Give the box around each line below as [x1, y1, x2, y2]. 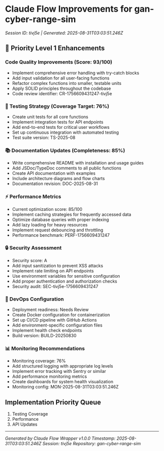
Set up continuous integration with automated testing [12, 129, 119, 135]
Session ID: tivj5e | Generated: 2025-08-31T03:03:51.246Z [5, 30, 123, 36]
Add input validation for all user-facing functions [12, 75, 110, 81]
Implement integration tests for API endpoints [12, 119, 103, 125]
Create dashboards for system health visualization [12, 379, 114, 385]
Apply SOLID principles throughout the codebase [12, 85, 111, 91]
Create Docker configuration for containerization [12, 312, 110, 318]
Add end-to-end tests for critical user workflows [12, 124, 110, 130]
